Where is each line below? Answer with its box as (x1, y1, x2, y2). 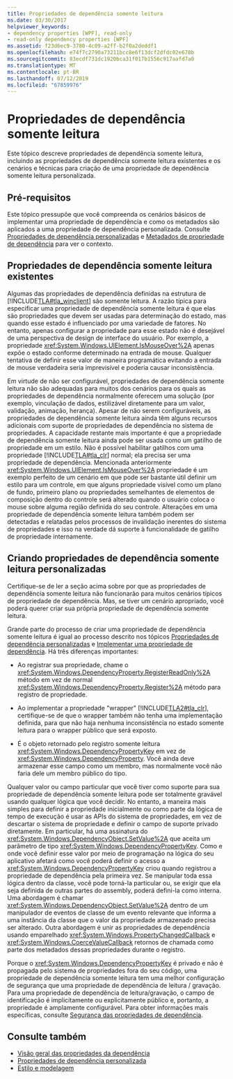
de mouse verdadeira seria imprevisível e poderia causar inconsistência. (7, 363, 214, 371)
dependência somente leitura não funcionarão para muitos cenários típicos (7, 589, 223, 598)
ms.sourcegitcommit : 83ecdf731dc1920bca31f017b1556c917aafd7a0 (7, 56, 195, 63)
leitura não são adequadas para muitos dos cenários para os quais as (7, 384, 207, 392)
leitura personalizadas (7, 564, 106, 575)
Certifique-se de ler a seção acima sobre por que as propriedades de (7, 582, 207, 590)
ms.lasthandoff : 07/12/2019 (7, 75, 89, 82)
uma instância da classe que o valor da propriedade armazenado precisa (7, 915, 216, 924)
